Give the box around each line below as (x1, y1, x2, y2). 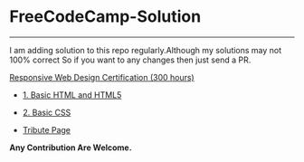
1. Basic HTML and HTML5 (22, 89, 122, 100)
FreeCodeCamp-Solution (9, 6, 202, 27)
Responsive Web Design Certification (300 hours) (9, 71, 195, 82)
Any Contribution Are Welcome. (9, 142, 133, 153)
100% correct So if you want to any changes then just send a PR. (9, 54, 252, 65)
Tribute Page (22, 124, 71, 135)
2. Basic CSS (22, 107, 71, 118)
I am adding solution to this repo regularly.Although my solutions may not (9, 44, 282, 55)
